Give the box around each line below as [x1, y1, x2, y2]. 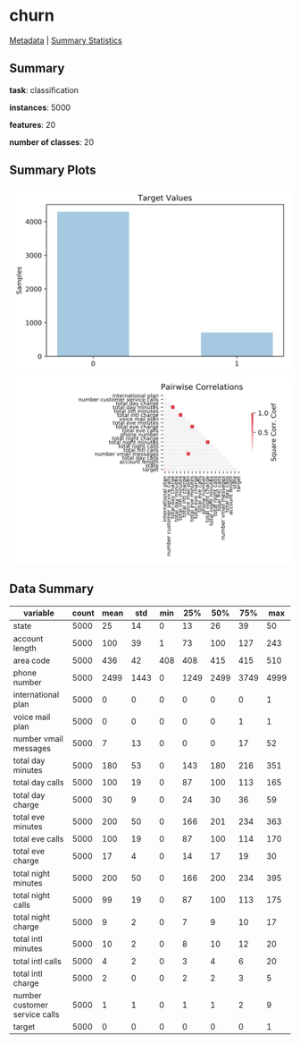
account [12, 632, 44, 644]
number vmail [12, 733, 64, 743]
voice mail [12, 711, 51, 722]
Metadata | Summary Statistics [9, 35, 122, 46]
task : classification [9, 84, 79, 95]
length [12, 642, 37, 653]
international [12, 690, 60, 700]
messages [12, 743, 52, 753]
